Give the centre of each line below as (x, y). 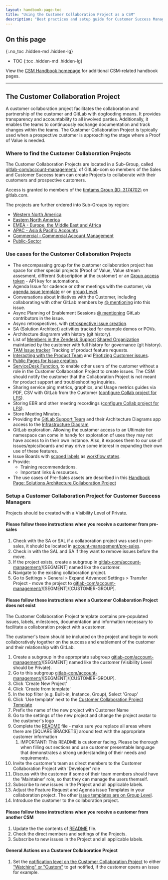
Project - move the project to (42, 583)
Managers (18, 502)
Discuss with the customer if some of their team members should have (85, 774)
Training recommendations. (48, 467)
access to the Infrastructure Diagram (51, 424)
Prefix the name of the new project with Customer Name (71, 710)
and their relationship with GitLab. (40, 647)
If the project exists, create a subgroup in (55, 562)
